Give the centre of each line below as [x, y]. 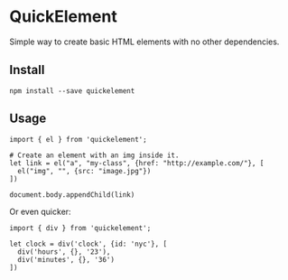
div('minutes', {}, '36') [66, 259]
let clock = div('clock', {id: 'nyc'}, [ [88, 244]
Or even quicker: [40, 211]
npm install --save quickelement [72, 91]
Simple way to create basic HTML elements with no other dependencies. [144, 42]
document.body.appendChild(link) [72, 195]
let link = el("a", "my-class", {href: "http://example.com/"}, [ [137, 163]
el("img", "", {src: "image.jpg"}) [84, 171]
